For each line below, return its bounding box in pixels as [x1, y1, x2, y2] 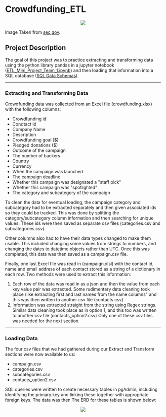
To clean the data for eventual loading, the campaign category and [5, 200, 141, 206]
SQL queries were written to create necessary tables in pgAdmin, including [5, 386, 158, 393]
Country [12, 158, 29, 164]
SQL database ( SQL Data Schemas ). [5, 72, 79, 78]
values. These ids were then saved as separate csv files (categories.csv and [5, 220, 161, 226]
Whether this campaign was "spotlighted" [12, 185, 98, 191]
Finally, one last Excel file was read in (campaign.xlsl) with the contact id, [5, 261, 154, 267]
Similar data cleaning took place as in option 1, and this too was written [12, 307, 157, 313]
